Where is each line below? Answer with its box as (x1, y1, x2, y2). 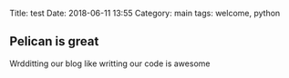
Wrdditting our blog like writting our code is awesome (9, 58, 211, 69)
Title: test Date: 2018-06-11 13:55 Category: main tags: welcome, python (9, 8, 281, 18)
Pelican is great (9, 34, 99, 49)
